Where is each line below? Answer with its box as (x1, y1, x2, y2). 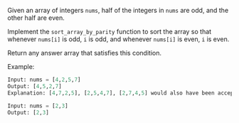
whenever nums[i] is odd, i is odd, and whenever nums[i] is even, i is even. (7, 35, 230, 43)
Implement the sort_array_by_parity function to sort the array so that (7, 28, 212, 36)
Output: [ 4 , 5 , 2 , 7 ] (7, 82, 62, 90)
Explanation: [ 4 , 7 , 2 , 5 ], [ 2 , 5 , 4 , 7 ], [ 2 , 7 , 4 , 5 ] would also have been (7, 89, 215, 97)
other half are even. (7, 14, 65, 22)
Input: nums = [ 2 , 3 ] (7, 102, 69, 109)
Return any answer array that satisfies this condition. (7, 49, 162, 57)
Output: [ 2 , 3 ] (7, 109, 50, 116)
